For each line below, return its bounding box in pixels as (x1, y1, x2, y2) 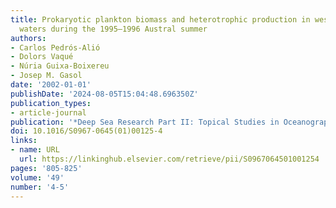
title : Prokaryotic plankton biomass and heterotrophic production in (10, 14, 311, 25)
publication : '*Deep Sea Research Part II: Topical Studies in (10, 117, 280, 127)
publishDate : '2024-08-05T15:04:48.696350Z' (10, 89, 199, 99)
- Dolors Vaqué (10, 52, 74, 62)
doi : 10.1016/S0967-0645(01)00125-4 (10, 126, 163, 136)
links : (10, 136, 38, 146)
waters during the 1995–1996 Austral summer (19, 24, 208, 34)
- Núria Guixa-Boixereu (10, 61, 110, 71)
